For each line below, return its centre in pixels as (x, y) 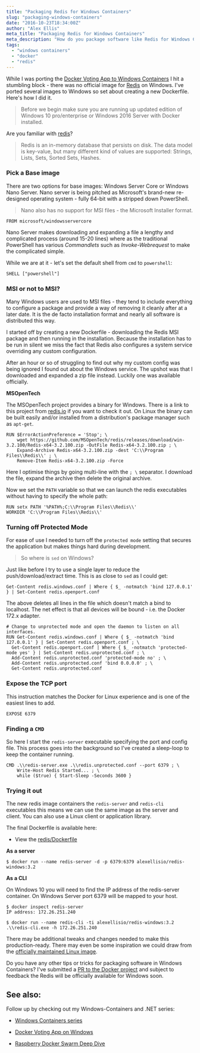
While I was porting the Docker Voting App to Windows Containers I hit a (95, 79)
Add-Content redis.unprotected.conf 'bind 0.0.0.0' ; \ (82, 663)
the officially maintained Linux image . (52, 952)
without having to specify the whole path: (57, 496)
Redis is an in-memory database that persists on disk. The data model (107, 145)
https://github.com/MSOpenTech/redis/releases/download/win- (107, 440)
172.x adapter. (23, 616)
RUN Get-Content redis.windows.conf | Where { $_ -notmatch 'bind (90, 637)
